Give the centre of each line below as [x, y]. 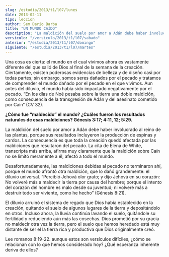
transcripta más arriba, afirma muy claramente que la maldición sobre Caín [83, 151]
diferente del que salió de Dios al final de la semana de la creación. [75, 67]
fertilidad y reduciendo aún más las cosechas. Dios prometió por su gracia [82, 218]
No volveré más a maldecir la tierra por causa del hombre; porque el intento [83, 182]
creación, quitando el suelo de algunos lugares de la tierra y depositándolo [82, 208]
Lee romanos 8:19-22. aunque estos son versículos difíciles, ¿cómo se [78, 239]
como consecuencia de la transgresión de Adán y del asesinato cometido [81, 99]
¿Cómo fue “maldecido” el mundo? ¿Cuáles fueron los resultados [75, 114]
